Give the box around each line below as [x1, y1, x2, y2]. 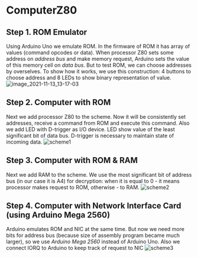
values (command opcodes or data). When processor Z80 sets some [6, 49, 174, 56]
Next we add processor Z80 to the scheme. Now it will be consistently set [6, 113, 186, 120]
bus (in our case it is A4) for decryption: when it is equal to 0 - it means [6, 177, 180, 184]
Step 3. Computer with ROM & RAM [6, 155, 138, 165]
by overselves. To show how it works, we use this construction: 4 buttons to [6, 68, 191, 74]
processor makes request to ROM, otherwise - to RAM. [6, 184, 140, 191]
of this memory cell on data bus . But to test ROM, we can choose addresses [6, 61, 192, 69]
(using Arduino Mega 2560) [6, 210, 111, 220]
